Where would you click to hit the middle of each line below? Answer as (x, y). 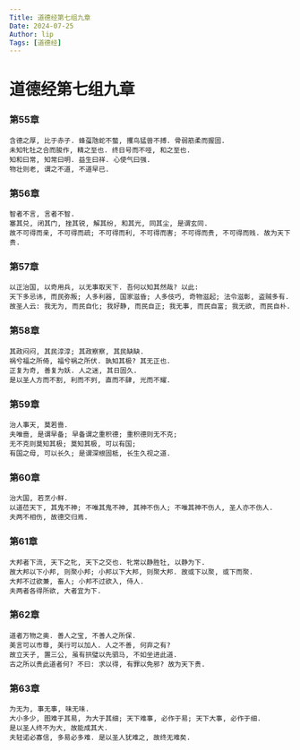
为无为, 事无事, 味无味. (49, 709)
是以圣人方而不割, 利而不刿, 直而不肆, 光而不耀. (90, 380)
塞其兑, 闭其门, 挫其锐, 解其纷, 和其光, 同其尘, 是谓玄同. (109, 224)
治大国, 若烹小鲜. (39, 499)
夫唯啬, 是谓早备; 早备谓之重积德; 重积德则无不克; (93, 434)
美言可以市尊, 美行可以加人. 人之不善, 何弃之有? (90, 645)
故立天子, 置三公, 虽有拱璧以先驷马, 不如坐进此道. (93, 654)
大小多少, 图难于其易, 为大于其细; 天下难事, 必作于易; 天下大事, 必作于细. (135, 719)
